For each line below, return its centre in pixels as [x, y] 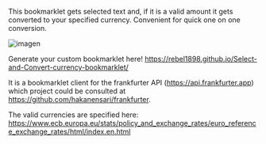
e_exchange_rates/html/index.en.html [69, 131]
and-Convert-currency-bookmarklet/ [69, 67]
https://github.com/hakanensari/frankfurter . [79, 99]
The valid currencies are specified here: [73, 115]
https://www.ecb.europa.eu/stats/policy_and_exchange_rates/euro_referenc [132, 123]
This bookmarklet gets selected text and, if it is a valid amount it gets [121, 11]
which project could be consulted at [67, 91]
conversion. [27, 28]
